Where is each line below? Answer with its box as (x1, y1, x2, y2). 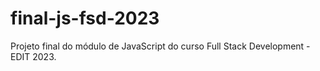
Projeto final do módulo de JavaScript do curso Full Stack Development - (10, 40, 311, 52)
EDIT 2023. (10, 50, 57, 62)
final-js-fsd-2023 (10, 7, 160, 30)
